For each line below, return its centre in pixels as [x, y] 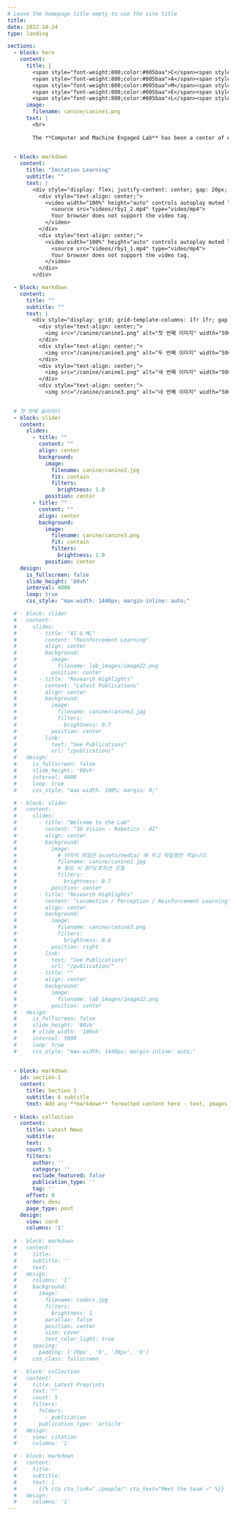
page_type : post [50, 1208]
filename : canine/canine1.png [77, 112]
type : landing [28, 33]
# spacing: [36, 1346]
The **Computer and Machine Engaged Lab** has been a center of [129, 138]
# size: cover [47, 1333]
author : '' [48, 1163]
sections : [22, 46]
